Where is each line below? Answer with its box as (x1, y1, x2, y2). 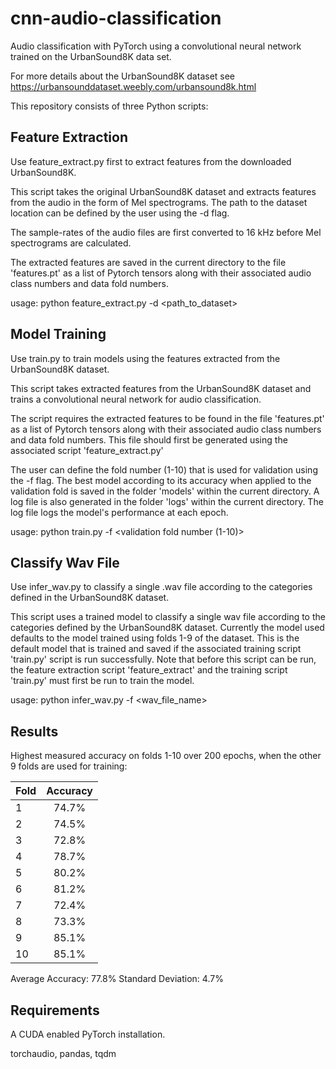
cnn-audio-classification (10, 7, 222, 30)
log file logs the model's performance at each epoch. (10, 506, 229, 518)
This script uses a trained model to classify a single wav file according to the (10, 611, 326, 623)
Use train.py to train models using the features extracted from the (10, 352, 281, 364)
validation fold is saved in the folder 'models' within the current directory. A (10, 485, 320, 497)
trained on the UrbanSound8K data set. (10, 50, 172, 62)
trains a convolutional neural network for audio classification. (10, 393, 262, 405)
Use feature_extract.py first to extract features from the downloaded (10, 155, 292, 167)
